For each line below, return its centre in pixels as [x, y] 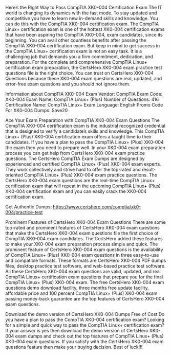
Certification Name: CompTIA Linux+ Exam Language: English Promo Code [84, 105]
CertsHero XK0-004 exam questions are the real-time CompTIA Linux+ [80, 180]
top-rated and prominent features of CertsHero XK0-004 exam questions [82, 228]
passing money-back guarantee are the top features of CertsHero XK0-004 [85, 299]
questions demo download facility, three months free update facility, [77, 288]
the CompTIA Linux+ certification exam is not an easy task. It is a [74, 51]
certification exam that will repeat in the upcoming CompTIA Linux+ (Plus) [83, 186]
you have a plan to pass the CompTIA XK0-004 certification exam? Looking [85, 319]
